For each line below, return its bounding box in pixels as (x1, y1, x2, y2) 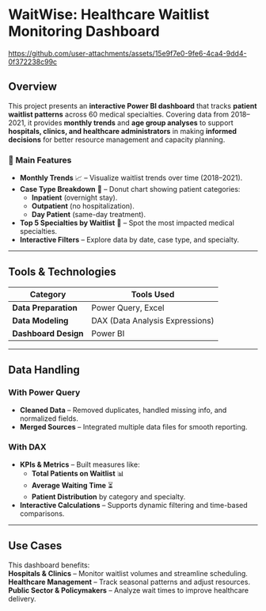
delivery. (8, 594, 37, 603)
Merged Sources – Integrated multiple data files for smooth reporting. (19, 422, 248, 431)
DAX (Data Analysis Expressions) (91, 315, 215, 326)
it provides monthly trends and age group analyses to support (27, 117, 234, 128)
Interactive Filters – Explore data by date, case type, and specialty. (19, 235, 240, 245)
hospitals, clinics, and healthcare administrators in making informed (8, 126, 237, 136)
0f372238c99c (8, 57, 58, 67)
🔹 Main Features (8, 155, 72, 166)
